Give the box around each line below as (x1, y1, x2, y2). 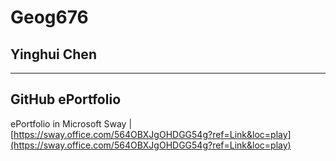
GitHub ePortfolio (10, 91, 122, 108)
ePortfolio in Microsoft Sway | (10, 117, 133, 130)
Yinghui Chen (10, 46, 97, 63)
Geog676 (10, 6, 89, 29)
